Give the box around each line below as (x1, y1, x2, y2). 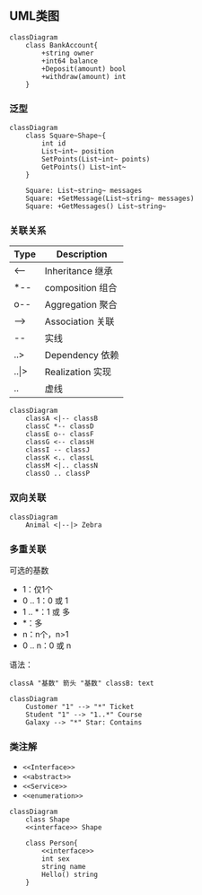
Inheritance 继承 (44, 265, 114, 277)
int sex (41, 855, 70, 864)
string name (41, 863, 87, 872)
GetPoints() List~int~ (41, 162, 127, 172)
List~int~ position (41, 147, 115, 156)
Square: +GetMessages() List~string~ (25, 202, 167, 211)
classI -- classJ (25, 445, 91, 455)
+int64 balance (41, 57, 99, 66)
